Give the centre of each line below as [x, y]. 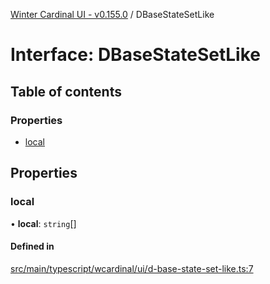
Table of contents [66, 91]
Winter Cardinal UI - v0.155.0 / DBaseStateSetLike [112, 14]
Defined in [32, 246]
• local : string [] [43, 223]
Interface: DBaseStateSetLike [135, 55]
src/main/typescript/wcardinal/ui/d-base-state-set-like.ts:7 [132, 268]
